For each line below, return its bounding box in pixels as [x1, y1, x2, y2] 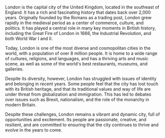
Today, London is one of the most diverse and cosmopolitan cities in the [5, 45, 151, 51]
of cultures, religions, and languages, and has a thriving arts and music [5, 56, 149, 61]
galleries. [5, 66, 24, 72]
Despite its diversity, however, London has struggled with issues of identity [5, 76, 157, 81]
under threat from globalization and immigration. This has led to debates [5, 91, 151, 97]
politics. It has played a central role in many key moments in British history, [5, 25, 156, 31]
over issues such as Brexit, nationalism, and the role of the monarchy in [5, 97, 150, 103]
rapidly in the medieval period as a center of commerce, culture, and [5, 20, 144, 26]
